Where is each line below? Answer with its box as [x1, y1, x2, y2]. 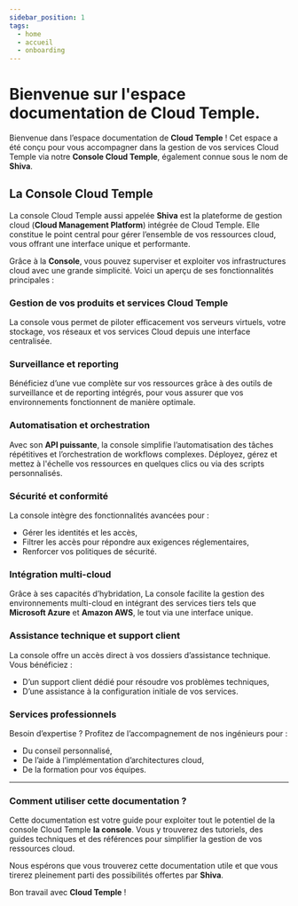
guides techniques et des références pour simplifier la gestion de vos [9, 834, 263, 845]
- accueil [17, 37, 53, 47]
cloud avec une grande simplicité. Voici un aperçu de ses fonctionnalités [9, 265, 274, 275]
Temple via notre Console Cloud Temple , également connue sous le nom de [9, 152, 288, 163]
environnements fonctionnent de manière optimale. [9, 397, 196, 408]
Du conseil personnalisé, [21, 745, 113, 756]
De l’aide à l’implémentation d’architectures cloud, [21, 754, 205, 765]
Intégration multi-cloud [9, 568, 112, 580]
